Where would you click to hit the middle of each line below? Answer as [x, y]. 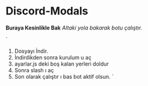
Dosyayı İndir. [31, 51]
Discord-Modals [47, 11]
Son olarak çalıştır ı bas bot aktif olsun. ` [64, 76]
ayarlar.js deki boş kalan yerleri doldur [62, 64]
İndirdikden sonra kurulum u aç [53, 57]
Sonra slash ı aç [34, 70]
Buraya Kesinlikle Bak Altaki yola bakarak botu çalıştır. [74, 28]
